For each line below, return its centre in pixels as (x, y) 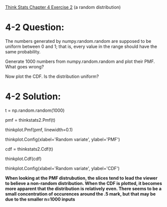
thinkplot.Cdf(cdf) (23, 159)
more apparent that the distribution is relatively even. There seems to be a (83, 189)
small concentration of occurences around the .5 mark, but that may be (81, 194)
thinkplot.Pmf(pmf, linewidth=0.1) (39, 130)
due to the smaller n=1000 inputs (40, 199)
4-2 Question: (35, 27)
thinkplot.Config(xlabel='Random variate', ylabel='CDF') (62, 168)
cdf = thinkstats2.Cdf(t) (29, 149)
